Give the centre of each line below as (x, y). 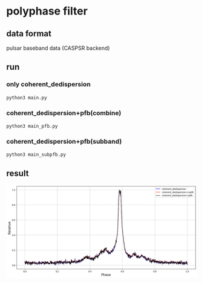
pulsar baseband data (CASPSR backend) (58, 48)
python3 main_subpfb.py (36, 155)
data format (29, 34)
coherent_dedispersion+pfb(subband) (64, 141)
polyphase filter (47, 11)
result (18, 173)
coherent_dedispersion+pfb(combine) (64, 113)
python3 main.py (27, 98)
